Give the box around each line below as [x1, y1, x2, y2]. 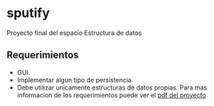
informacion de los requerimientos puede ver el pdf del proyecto [16, 90, 207, 99]
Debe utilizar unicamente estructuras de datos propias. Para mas [16, 83, 208, 92]
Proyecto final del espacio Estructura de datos [6, 28, 142, 37]
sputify [6, 5, 50, 21]
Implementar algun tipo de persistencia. [16, 75, 134, 84]
